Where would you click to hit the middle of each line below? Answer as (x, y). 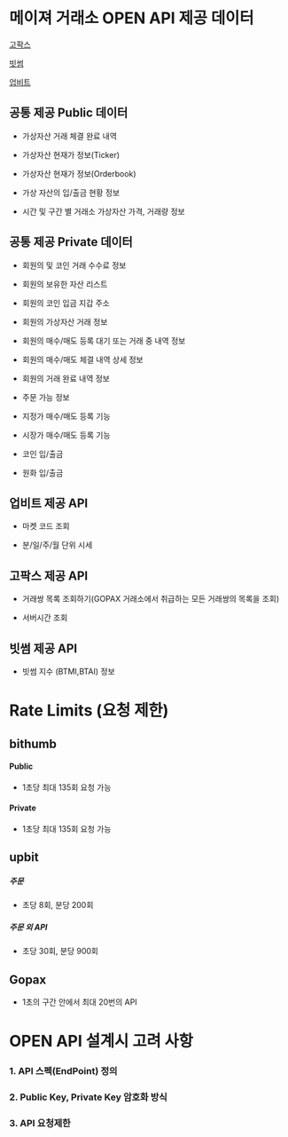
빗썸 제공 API (43, 648)
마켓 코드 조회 (46, 526)
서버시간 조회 (45, 618)
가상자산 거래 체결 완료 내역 (70, 136)
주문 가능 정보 (46, 397)
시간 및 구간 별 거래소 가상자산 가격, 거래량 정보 (103, 211)
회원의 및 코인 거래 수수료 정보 (74, 265)
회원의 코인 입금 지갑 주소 (66, 303)
